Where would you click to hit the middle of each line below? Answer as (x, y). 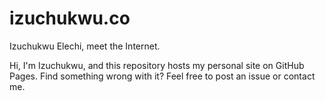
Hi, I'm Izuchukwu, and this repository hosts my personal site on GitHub (157, 65)
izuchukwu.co (70, 18)
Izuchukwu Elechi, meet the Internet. (85, 46)
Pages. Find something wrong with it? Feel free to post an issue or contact (162, 76)
